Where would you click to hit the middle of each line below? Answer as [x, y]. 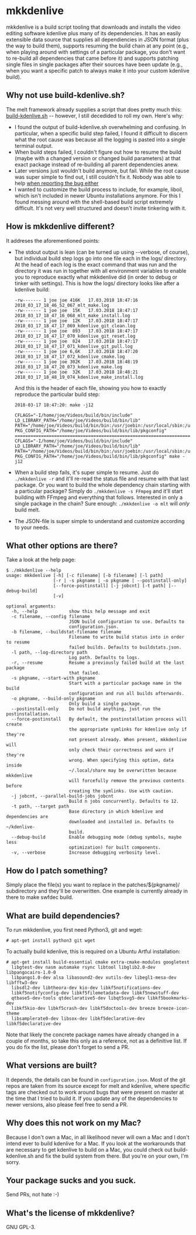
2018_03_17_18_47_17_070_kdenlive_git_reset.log [75, 336]
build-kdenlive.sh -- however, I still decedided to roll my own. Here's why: [95, 116]
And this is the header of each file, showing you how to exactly [90, 388]
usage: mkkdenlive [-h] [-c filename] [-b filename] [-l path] [85, 576]
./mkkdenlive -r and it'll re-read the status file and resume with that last [102, 479]
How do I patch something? [57, 871]
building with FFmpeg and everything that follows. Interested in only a [99, 497]
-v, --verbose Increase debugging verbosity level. [86, 853]
